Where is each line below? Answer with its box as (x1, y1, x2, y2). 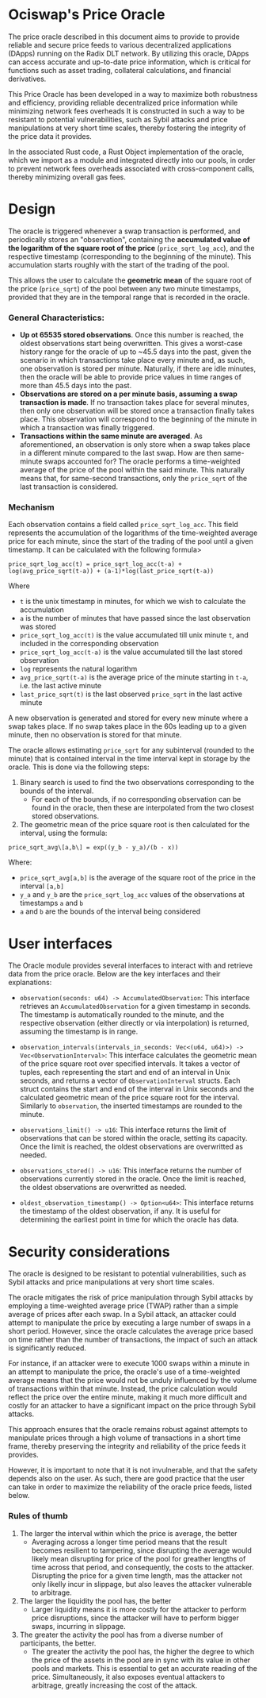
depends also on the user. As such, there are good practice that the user (8, 1474, 245, 1484)
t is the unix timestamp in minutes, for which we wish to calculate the (19, 597, 246, 606)
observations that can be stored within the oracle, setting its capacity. (19, 1134, 248, 1143)
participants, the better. (19, 1638, 97, 1648)
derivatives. (8, 74, 47, 83)
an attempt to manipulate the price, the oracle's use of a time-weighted (8, 1367, 241, 1376)
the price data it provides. (8, 131, 93, 141)
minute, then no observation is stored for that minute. (8, 730, 182, 740)
